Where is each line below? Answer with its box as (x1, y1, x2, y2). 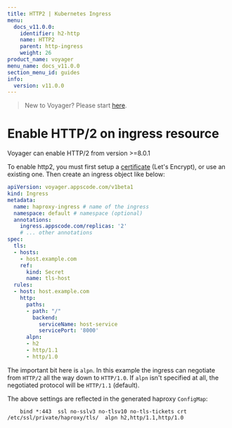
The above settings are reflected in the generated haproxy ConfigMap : (7, 394, 208, 403)
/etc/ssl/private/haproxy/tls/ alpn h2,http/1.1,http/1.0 (7, 414, 184, 421)
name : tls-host (25, 275, 71, 282)
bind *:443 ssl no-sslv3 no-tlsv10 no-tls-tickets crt (20, 408, 188, 415)
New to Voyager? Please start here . (24, 101, 127, 109)
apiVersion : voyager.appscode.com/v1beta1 (7, 184, 134, 191)
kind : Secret (25, 268, 65, 276)
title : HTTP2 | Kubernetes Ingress (7, 10, 112, 18)
